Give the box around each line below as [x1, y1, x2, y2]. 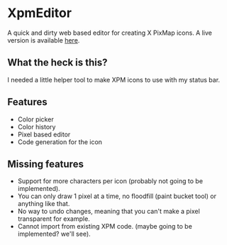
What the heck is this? [7, 57, 108, 69]
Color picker [17, 115, 55, 124]
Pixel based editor [17, 130, 71, 138]
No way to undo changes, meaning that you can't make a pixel [17, 207, 200, 216]
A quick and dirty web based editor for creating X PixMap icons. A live [7, 28, 213, 37]
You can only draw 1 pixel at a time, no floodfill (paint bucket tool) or [17, 192, 216, 200]
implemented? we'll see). [17, 229, 91, 239]
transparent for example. [17, 214, 90, 223]
